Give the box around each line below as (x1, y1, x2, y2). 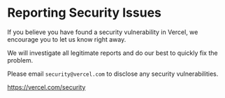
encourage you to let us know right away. (7, 35, 126, 43)
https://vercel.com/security (7, 83, 86, 91)
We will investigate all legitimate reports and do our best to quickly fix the (7, 49, 218, 57)
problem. (7, 56, 34, 64)
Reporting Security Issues (7, 5, 162, 21)
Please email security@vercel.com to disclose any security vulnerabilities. (7, 70, 219, 78)
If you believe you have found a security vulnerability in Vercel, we (7, 28, 198, 36)
